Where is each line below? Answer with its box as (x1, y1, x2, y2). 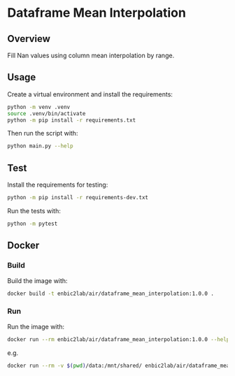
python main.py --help (7, 143, 73, 150)
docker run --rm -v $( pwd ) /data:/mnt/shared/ (7, 362, 142, 369)
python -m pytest (7, 220, 58, 227)
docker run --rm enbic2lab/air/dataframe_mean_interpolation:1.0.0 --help (7, 335, 230, 343)
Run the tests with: (7, 207, 61, 215)
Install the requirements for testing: (7, 180, 108, 189)
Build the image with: (7, 276, 68, 284)
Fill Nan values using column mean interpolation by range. (7, 51, 175, 59)
